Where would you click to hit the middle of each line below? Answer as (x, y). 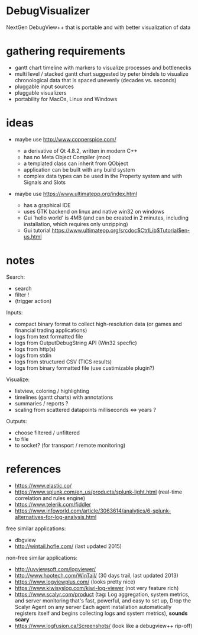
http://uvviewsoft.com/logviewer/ (55, 569)
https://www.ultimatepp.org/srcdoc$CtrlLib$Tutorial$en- (121, 230)
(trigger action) (33, 301)
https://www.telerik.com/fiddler (53, 504)
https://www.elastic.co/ (43, 485)
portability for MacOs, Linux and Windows (66, 99)
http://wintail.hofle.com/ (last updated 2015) (68, 546)
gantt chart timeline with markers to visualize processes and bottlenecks (103, 67)
